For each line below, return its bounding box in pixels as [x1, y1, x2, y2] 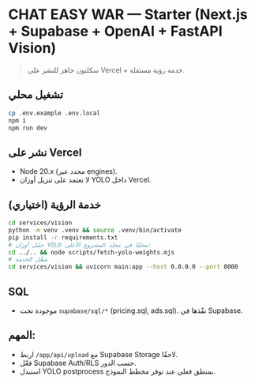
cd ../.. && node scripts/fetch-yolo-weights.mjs [8, 248, 175, 256]
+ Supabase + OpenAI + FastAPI [8, 22, 223, 40]
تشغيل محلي [8, 88, 64, 102]
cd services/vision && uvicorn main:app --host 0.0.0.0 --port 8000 [8, 263, 238, 271]
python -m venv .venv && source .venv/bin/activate [8, 226, 182, 234]
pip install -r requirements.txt [8, 233, 118, 242]
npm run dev [8, 124, 47, 132]
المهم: [8, 329, 36, 342]
